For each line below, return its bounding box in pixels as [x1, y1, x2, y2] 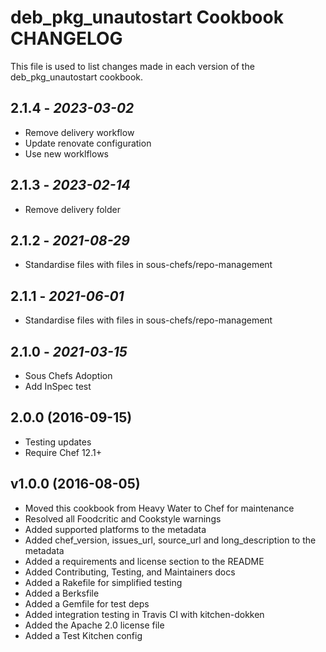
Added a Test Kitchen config [24, 629, 143, 641]
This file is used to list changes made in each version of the [10, 60, 255, 72]
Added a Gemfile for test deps [24, 597, 150, 610]
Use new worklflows [24, 147, 110, 160]
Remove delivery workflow [24, 126, 135, 138]
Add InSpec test [24, 381, 92, 392]
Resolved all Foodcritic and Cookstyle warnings [24, 512, 222, 525]
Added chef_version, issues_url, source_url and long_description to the [24, 534, 317, 546]
